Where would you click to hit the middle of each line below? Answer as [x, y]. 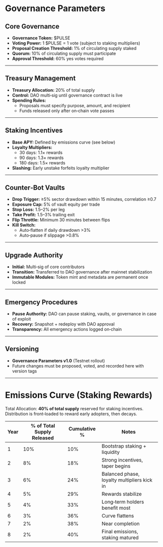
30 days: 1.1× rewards [41, 152]
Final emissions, [120, 531]
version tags [24, 371]
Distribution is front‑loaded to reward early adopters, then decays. [71, 414]
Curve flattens [118, 515]
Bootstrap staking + [124, 446]
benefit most [116, 508]
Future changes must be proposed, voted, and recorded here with [78, 366]
